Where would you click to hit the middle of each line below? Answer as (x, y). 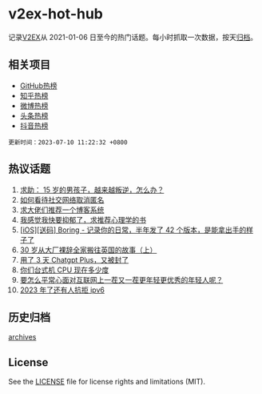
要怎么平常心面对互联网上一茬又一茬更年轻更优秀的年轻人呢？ (121, 279)
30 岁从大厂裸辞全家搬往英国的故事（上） (88, 250)
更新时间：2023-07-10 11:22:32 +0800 (68, 142)
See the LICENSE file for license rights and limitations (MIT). (107, 382)
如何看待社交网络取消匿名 (62, 199)
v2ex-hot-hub (56, 14)
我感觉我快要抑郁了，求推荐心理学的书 (83, 219)
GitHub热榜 (38, 86)
